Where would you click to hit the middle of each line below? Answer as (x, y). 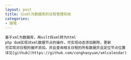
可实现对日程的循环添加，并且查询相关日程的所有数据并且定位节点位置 (65, 48)
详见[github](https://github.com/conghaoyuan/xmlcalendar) (66, 53)
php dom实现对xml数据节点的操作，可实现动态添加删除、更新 (58, 43)
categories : (17, 19)
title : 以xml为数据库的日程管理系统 (38, 14)
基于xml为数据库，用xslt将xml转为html (41, 38)
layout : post (18, 10)
